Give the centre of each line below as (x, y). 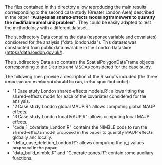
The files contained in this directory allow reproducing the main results (76, 7)
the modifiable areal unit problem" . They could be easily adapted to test (78, 22)
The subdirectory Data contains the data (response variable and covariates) (81, 37)
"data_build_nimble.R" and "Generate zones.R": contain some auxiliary (83, 153)
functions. (22, 158)
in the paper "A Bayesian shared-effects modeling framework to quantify (80, 17)
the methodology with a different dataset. (46, 28)
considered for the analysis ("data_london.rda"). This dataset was (71, 42)
